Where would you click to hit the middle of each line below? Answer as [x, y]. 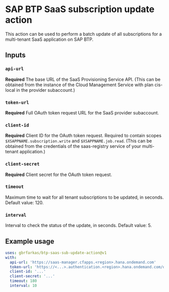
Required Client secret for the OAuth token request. [59, 174]
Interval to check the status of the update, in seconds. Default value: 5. [78, 225]
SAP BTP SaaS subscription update [80, 9]
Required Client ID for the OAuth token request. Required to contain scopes [83, 136]
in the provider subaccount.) [46, 90]
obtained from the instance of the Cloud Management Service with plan [79, 85]
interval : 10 [23, 286]
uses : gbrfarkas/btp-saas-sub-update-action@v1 [56, 253]
